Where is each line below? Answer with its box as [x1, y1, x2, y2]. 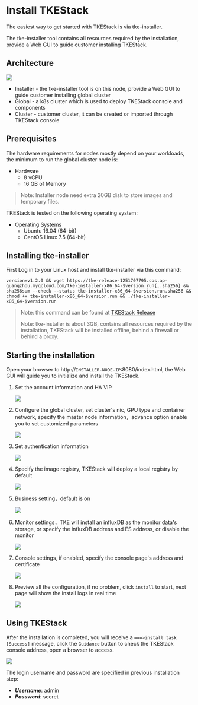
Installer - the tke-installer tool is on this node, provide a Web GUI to [14, 85, 180, 92]
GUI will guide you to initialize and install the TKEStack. [6, 372, 140, 380]
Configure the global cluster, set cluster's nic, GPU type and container [14, 407, 186, 414]
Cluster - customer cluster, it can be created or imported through [14, 110, 173, 117]
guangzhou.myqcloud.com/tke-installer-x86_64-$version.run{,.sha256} [6, 283, 181, 289]
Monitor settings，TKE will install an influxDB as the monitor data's [14, 519, 177, 526]
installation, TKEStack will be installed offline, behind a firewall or [20, 327, 179, 334]
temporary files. [20, 198, 60, 205]
